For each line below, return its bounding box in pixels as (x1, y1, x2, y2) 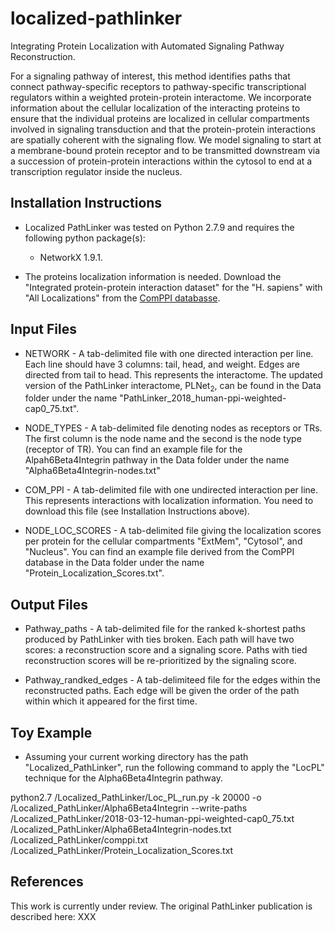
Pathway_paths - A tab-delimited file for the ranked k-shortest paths (24, 623, 306, 635)
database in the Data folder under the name (24, 557, 205, 569)
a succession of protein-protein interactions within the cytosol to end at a (10, 155, 313, 167)
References (10, 873, 84, 891)
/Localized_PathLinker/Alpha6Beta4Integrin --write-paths (10, 802, 248, 814)
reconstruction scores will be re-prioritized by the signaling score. (24, 655, 297, 667)
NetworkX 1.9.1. (39, 251, 103, 263)
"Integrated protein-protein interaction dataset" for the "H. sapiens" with (24, 281, 323, 293)
